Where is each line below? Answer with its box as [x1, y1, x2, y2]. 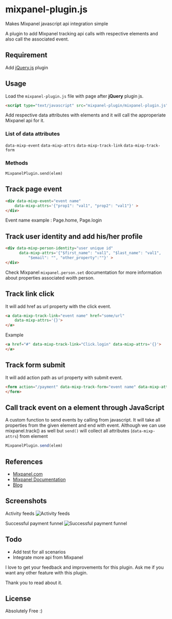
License [5, 594, 31, 603]
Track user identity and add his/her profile [5, 232, 143, 241]
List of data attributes [5, 130, 60, 137]
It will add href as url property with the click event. [5, 303, 112, 309]
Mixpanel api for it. [5, 117, 45, 124]
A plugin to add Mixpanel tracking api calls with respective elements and [5, 30, 158, 36]
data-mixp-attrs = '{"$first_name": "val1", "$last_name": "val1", [18, 250, 161, 256]
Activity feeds [5, 510, 35, 516]
